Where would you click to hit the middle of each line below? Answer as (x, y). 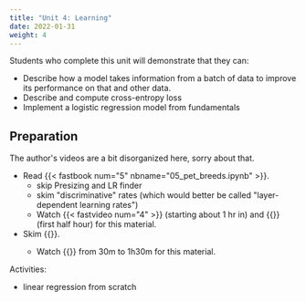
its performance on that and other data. (97, 88)
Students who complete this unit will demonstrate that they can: (129, 61)
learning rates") (109, 205)
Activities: (28, 269)
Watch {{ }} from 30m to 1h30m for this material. (126, 252)
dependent (57, 205)
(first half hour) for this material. (96, 224)
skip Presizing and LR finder (89, 186)
